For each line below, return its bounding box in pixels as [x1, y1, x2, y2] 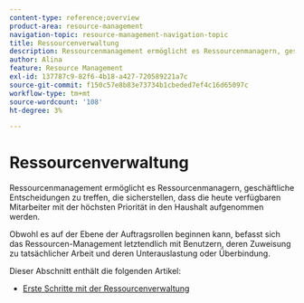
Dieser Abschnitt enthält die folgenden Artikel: [9, 266, 181, 277]
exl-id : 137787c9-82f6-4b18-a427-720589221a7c [9, 72, 188, 81]
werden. [9, 212, 41, 223]
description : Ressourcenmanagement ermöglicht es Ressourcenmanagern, [9, 47, 281, 56]
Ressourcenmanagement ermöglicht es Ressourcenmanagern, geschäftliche [9, 183, 295, 194]
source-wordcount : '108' [9, 97, 103, 107]
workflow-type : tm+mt [9, 89, 91, 98]
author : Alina [9, 55, 63, 64]
